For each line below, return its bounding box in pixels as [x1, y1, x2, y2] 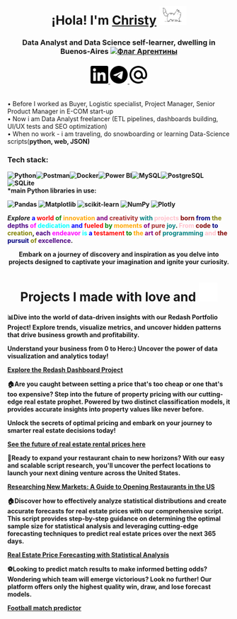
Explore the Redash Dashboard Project [7, 365, 124, 374]
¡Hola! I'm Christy [51, 13, 157, 28]
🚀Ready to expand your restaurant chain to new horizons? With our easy [7, 453, 225, 462]
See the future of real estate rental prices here [7, 440, 146, 448]
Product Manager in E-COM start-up [7, 107, 114, 115]
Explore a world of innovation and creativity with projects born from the [7, 213, 222, 222]
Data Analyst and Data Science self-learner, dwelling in [22, 38, 216, 47]
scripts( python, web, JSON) [7, 137, 91, 146]
